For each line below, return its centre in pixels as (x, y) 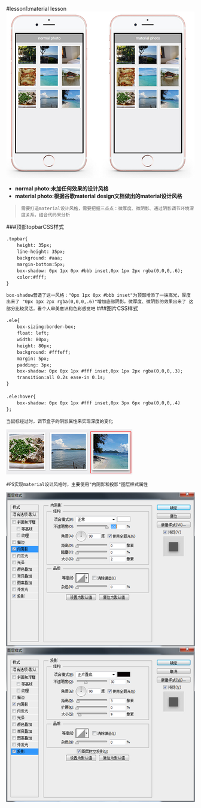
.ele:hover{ (21, 396)
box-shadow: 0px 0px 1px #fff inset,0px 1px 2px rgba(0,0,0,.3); (100, 371)
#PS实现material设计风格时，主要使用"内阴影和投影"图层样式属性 (77, 484)
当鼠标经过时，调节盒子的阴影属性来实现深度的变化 (60, 421)
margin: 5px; (33, 359)
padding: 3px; (34, 365)
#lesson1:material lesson (36, 9)
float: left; (33, 333)
